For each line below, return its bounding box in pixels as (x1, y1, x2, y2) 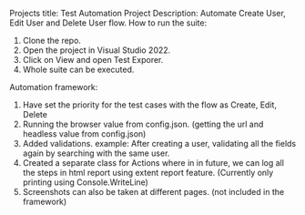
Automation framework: (9, 82, 98, 92)
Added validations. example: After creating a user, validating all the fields (22, 138, 297, 148)
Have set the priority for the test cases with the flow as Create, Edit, (22, 99, 278, 110)
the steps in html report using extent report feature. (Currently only (22, 168, 274, 178)
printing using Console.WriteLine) (22, 177, 148, 188)
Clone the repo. (22, 36, 82, 46)
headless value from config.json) (22, 128, 147, 139)
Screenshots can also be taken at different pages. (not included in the (22, 187, 285, 197)
